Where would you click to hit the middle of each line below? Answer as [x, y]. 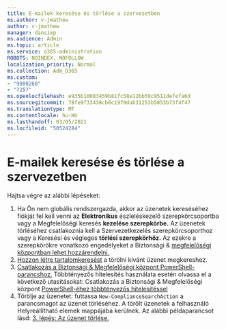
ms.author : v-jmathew [38, 20]
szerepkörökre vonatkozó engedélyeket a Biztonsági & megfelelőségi [114, 245]
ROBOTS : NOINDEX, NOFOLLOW [45, 58]
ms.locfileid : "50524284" [44, 128]
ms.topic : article [33, 45]
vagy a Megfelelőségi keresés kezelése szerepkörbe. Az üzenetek [111, 223]
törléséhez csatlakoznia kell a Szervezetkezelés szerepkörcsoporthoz [115, 231]
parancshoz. [34, 274]
